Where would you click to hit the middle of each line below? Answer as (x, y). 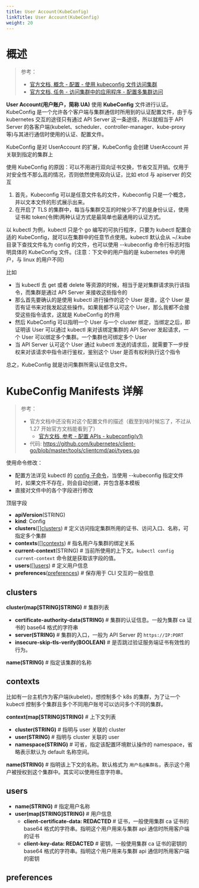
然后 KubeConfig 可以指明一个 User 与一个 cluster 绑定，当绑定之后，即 (102, 322)
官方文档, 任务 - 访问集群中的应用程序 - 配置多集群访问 (96, 92)
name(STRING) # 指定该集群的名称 (49, 663)
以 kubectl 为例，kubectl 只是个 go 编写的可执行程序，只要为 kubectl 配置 (96, 230)
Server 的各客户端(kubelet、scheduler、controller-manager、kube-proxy (96, 127)
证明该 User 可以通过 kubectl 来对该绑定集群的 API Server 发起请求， (99, 330)
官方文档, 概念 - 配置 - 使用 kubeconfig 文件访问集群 (93, 85)
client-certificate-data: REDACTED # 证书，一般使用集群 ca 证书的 (106, 821)
